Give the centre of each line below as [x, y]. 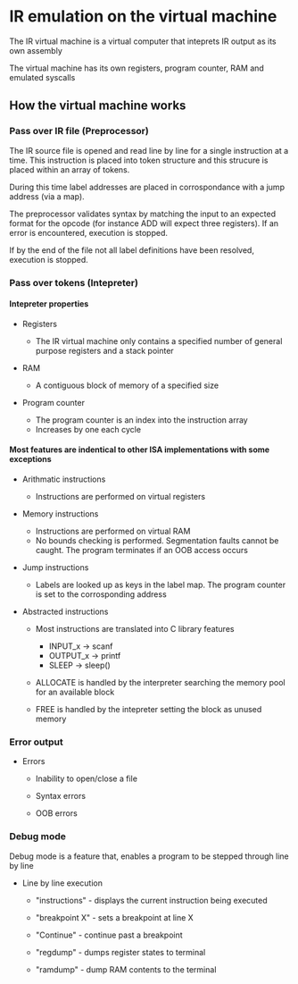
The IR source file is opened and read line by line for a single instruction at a [149, 150]
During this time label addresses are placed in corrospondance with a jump [147, 187]
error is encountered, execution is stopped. [88, 232]
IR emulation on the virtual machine [143, 17]
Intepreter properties [49, 304]
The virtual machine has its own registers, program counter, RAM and [137, 68]
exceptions [30, 459]
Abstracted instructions [65, 611]
